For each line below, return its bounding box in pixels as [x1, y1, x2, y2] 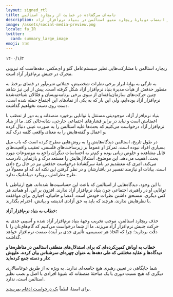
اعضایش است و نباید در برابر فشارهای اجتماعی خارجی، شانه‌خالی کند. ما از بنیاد [6, 118, 158, 124]
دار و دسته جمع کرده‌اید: [6, 255, 51, 261]
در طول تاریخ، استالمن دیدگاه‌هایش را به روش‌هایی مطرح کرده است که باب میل [6, 138, 158, 144]
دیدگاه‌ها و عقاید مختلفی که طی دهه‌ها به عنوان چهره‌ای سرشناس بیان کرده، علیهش [6, 249, 162, 255]
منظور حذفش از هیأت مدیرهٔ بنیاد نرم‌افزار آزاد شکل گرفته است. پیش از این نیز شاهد [6, 86, 167, 92]
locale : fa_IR [6, 27, 36, 32]
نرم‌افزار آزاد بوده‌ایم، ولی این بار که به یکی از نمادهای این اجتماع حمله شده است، [6, 97, 161, 103]
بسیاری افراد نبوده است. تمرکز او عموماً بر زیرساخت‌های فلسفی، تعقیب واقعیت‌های [6, 144, 165, 150]
